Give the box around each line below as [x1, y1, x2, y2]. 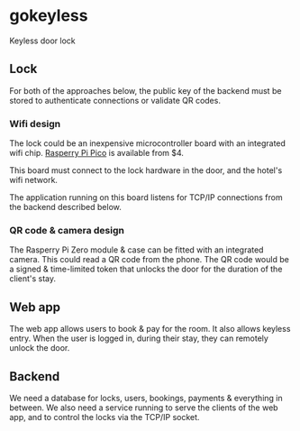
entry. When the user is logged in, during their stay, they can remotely [9, 333, 268, 344]
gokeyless [9, 5, 88, 26]
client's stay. [9, 273, 57, 284]
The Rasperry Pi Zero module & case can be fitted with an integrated [9, 244, 264, 255]
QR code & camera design [9, 224, 124, 236]
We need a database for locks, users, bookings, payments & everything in [9, 392, 283, 403]
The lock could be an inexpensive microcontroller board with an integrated [9, 138, 286, 149]
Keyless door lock [9, 35, 76, 46]
